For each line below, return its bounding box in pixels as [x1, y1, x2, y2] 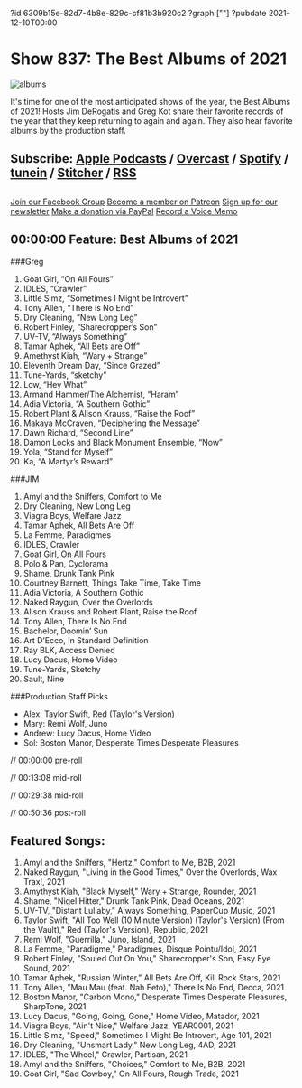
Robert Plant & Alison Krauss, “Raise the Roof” [23, 408, 196, 418]
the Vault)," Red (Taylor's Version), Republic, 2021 [23, 924, 208, 935]
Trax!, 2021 [23, 877, 66, 887]
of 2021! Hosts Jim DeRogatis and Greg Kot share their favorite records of [10, 106, 284, 117]
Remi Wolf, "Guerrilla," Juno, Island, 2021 [23, 934, 176, 945]
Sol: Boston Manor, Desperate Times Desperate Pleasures [23, 736, 240, 748]
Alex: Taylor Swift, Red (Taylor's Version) [23, 708, 175, 719]
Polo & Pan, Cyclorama [23, 558, 109, 568]
